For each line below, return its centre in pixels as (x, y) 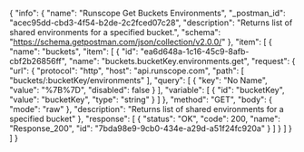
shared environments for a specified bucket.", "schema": (115, 32)
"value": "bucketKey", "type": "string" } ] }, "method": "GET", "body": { (141, 100)
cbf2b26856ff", (38, 61)
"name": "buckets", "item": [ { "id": (74, 52)
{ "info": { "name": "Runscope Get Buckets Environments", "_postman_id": (147, 13)
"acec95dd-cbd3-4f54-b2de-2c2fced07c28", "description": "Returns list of (151, 23)
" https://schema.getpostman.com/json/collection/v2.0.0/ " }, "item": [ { (141, 42)
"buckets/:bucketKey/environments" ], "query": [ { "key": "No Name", (138, 80)
